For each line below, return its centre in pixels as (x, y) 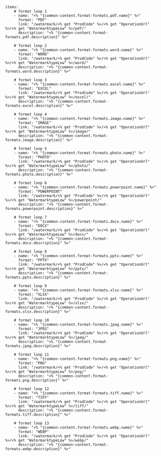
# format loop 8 (31, 252)
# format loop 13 (32, 423)
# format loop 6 (31, 183)
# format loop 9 (31, 286)
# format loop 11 (32, 355)
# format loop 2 (31, 46)
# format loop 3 (31, 80)
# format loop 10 (32, 320)
